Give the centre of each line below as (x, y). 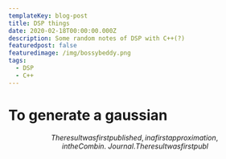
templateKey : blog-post (48, 16)
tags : (17, 61)
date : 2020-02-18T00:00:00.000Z (62, 31)
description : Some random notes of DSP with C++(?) (97, 38)
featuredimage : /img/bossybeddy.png (70, 53)
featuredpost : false (43, 46)
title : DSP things (39, 23)
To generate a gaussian (88, 115)
